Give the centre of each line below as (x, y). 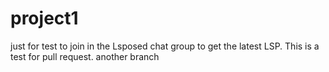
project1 (44, 18)
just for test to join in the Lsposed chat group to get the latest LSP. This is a (165, 46)
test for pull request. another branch (85, 56)
